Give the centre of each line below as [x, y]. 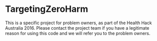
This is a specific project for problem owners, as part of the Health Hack [78, 23]
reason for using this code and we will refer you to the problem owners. [78, 33]
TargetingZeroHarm [47, 9]
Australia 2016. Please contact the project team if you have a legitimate [77, 28]
